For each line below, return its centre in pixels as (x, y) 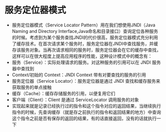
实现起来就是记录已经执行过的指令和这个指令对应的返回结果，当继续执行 (86, 106)
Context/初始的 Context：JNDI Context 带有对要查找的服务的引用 (79, 75)
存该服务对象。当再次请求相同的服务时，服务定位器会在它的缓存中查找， (86, 50)
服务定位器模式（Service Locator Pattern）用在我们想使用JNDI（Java (83, 25)
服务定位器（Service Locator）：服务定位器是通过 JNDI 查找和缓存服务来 (86, 81)
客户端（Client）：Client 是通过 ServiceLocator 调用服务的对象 (75, 100)
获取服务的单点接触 (32, 87)
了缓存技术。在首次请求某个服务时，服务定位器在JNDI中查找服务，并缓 (85, 43)
